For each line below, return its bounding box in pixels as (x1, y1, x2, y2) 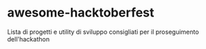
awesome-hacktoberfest (7, 5, 154, 21)
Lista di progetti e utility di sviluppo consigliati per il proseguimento (7, 28, 200, 36)
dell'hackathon (7, 35, 50, 43)
